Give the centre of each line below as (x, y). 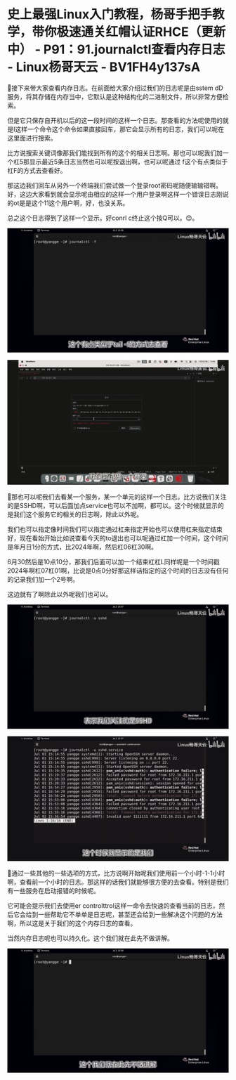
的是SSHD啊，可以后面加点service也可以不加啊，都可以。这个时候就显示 (112, 505)
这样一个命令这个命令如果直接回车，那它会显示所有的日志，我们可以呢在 (120, 129)
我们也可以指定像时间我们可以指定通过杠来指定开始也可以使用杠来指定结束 (115, 529)
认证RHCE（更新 (178, 32)
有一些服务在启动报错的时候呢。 (53, 890)
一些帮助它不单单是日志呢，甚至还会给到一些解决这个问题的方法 (130, 914)
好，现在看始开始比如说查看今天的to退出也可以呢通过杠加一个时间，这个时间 (118, 538)
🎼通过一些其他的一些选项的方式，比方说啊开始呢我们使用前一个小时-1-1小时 (116, 873)
